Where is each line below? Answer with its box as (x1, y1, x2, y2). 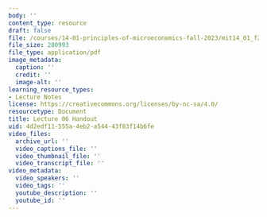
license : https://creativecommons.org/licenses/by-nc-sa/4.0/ (8, 100, 219, 108)
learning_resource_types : (8, 85, 94, 94)
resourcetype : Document (8, 108, 87, 116)
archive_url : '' (15, 137, 69, 145)
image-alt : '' (15, 78, 62, 86)
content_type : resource (8, 19, 87, 27)
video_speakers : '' (15, 174, 80, 183)
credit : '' (15, 71, 52, 79)
